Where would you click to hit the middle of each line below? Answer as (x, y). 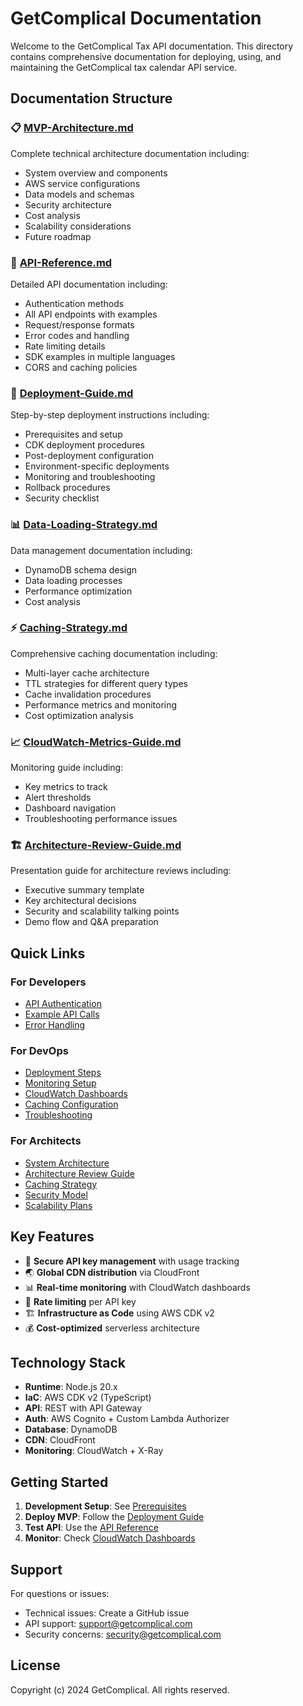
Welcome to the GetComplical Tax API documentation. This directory (152, 46)
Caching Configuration (71, 1104)
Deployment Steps (63, 1073)
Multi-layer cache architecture (87, 673)
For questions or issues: (60, 1593)
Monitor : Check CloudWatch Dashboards (110, 1538)
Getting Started (59, 1482)
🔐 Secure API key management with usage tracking (132, 1261)
